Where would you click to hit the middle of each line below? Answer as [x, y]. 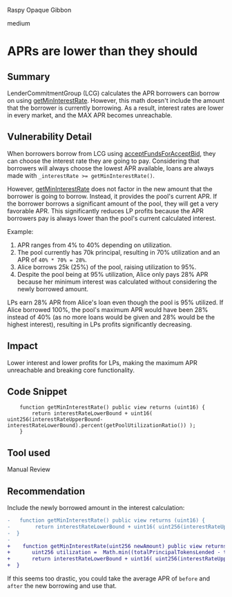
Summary [29, 76]
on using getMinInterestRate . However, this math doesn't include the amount [116, 100]
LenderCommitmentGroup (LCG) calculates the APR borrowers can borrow [114, 93]
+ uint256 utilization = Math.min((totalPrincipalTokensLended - [114, 552]
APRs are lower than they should [103, 51]
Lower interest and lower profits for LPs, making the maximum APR [103, 362]
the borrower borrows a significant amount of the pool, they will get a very [113, 204]
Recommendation [46, 491]
